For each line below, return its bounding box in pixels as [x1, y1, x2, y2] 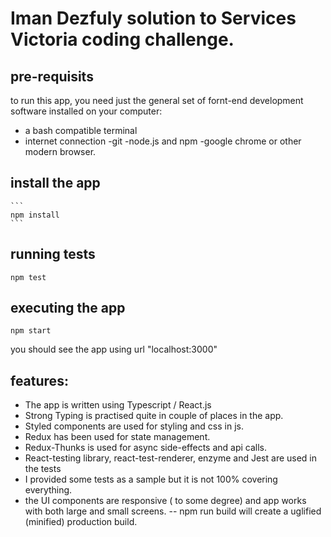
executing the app [10, 300, 126, 317]
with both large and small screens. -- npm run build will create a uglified [24, 505, 322, 517]
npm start [10, 326, 52, 336]
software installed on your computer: [10, 105, 163, 117]
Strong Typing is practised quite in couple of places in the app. [24, 410, 284, 422]
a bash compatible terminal [24, 125, 138, 136]
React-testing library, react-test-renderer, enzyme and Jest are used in [24, 452, 318, 464]
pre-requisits [10, 68, 94, 85]
